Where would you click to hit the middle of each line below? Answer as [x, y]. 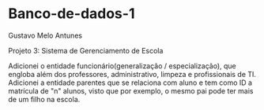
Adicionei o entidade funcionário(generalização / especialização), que [123, 66]
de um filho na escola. [44, 99]
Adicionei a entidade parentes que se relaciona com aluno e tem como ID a [130, 82]
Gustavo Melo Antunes [45, 35]
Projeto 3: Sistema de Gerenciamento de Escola [86, 50]
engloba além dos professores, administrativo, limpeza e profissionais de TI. [132, 74]
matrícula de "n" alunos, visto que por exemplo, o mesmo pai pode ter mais [131, 90]
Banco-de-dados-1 [72, 14]
